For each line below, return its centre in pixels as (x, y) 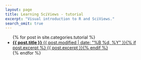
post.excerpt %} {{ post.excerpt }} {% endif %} (60, 48)
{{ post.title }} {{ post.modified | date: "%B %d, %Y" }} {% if (74, 43)
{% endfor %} (27, 53)
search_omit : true (24, 23)
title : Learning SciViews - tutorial (44, 14)
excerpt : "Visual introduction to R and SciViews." (60, 19)
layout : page (19, 10)
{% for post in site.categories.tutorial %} (54, 37)
